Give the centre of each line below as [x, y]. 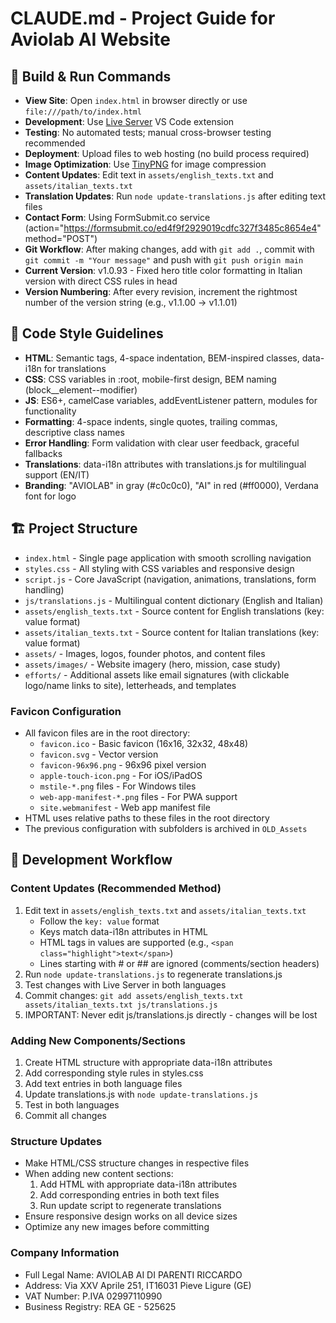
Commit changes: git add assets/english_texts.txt [134, 995]
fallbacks [43, 453]
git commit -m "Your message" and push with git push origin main [164, 260]
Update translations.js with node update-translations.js [141, 1094]
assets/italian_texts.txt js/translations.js [121, 1005]
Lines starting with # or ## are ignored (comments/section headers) [179, 963]
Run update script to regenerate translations [130, 1206]
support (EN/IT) [57, 474]
